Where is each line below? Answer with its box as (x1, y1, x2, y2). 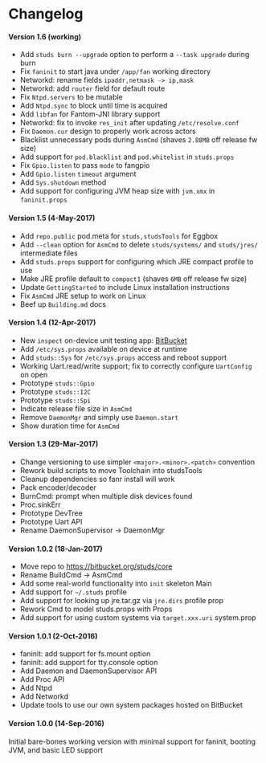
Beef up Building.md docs (19, 299, 107, 309)
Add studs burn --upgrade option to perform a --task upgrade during (19, 50, 250, 59)
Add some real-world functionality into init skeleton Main (19, 579, 213, 589)
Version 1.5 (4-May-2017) (8, 213, 96, 222)
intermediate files (19, 248, 78, 258)
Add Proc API (19, 675, 65, 684)
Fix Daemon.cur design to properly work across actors (19, 126, 197, 137)
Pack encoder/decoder (19, 483, 96, 492)
